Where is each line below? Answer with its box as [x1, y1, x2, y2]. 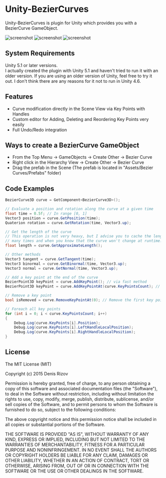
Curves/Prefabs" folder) [12, 170, 62, 176]
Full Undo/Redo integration [12, 126, 67, 132]
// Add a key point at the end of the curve [5, 275, 98, 280]
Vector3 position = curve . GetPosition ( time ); [5, 216, 100, 221]
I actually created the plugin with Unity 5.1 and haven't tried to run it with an [5, 67, 158, 73]
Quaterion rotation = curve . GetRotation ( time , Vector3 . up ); [5, 220, 132, 225]
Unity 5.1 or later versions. [5, 62, 58, 68]
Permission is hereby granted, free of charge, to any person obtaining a [5, 380, 151, 386]
